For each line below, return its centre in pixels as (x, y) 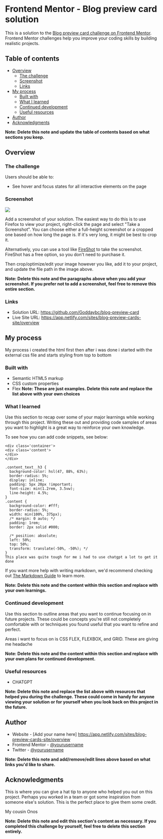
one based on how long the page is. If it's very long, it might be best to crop (81, 234)
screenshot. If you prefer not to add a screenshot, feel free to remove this (81, 284)
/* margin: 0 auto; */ (32, 519)
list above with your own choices (46, 394)
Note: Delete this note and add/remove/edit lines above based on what (78, 759)
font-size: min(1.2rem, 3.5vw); (42, 489)
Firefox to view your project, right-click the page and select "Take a (72, 224)
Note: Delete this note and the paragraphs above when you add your (75, 278)
